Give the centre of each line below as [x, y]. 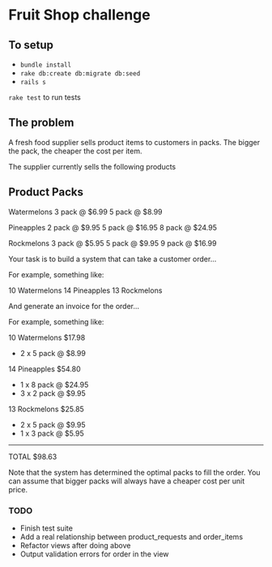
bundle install [46, 65]
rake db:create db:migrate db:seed [80, 74]
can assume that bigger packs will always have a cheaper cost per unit [127, 481]
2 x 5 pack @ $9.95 [53, 424]
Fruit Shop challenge [80, 15]
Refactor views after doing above [75, 545]
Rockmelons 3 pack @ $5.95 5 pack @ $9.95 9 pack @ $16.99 [113, 243]
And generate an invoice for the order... [74, 306]
